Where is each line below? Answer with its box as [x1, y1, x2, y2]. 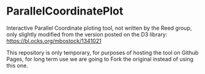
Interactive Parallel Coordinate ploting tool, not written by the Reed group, [6, 24, 192, 32]
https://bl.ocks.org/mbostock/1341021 [6, 37, 102, 44]
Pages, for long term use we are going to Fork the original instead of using [6, 55, 194, 62]
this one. [6, 62, 29, 69]
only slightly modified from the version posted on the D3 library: [6, 30, 168, 38]
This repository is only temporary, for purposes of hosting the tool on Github [6, 49, 199, 56]
